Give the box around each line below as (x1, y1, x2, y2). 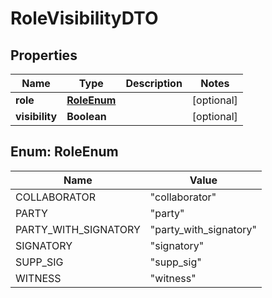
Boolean (66, 110, 107, 123)
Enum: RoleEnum (10, 143, 119, 161)
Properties (10, 47, 78, 64)
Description (125, 77, 183, 90)
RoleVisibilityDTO (10, 7, 159, 30)
